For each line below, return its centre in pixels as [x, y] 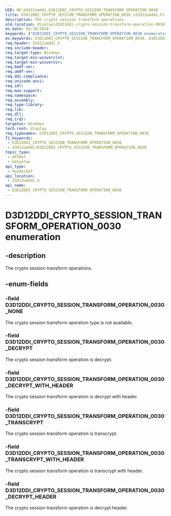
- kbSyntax [19, 162]
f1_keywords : [19, 138]
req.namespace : [21, 95]
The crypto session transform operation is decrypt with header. [72, 397]
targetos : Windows [25, 124]
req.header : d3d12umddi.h [33, 43]
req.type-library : [25, 105]
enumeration [33, 237]
